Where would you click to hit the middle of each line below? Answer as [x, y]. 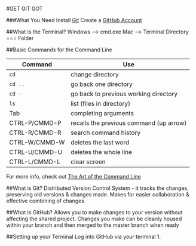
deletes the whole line [102, 152]
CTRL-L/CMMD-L [35, 162]
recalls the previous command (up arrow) [129, 123]
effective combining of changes [45, 201]
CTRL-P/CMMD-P [35, 123]
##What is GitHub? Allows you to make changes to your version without [94, 212]
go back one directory [102, 84]
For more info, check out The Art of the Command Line [74, 176]
